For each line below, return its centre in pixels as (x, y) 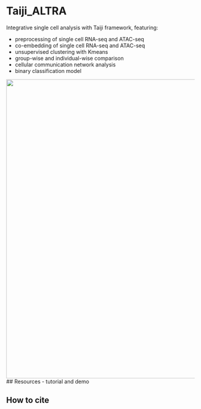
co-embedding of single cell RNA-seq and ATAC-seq (80, 45)
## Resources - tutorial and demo (48, 381)
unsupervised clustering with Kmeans (61, 51)
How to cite (28, 400)
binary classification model (48, 71)
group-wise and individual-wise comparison (69, 58)
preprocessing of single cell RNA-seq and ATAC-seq (80, 39)
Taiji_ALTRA (36, 11)
